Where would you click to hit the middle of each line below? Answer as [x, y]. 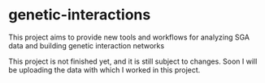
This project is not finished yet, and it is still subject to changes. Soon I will [133, 61]
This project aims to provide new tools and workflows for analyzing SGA [129, 37]
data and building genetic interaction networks [87, 45]
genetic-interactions [80, 15]
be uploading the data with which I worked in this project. [104, 69]
